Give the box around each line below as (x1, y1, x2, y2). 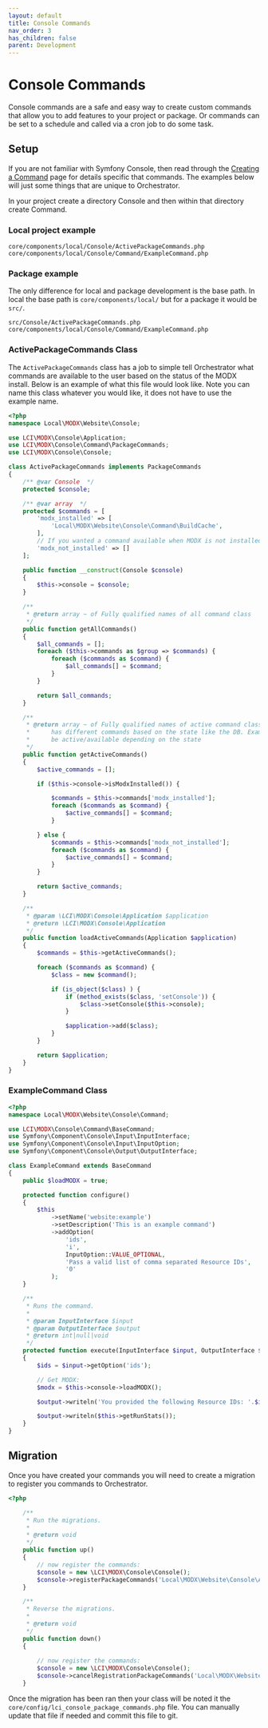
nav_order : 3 (8, 26, 52, 34)
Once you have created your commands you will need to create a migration (8, 1470, 255, 1479)
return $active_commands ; (37, 882, 124, 891)
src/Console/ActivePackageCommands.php (8, 319, 141, 327)
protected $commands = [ (22, 507, 105, 516)
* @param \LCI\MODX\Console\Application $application (26, 912, 209, 920)
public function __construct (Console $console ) (22, 566, 183, 574)
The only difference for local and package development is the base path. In (8, 286, 255, 296)
